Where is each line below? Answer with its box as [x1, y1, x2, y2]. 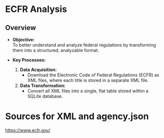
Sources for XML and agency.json [5, 111, 149, 122]
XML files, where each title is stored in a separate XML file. [27, 77, 149, 83]
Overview [5, 23, 36, 32]
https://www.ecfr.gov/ [5, 127, 50, 133]
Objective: [12, 36, 35, 42]
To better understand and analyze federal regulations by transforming [12, 42, 156, 48]
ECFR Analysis [5, 3, 67, 15]
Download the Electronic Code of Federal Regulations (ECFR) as [27, 72, 159, 78]
